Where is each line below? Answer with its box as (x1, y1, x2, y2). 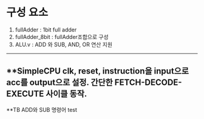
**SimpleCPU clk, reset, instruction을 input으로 (6, 66, 189, 76)
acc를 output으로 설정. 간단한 (6, 77, 114, 88)
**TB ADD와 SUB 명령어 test (6, 106, 78, 113)
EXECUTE (6, 89, 44, 99)
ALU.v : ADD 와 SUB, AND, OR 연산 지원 (15, 41, 113, 48)
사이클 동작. (45, 89, 87, 99)
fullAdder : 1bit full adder (15, 25, 77, 33)
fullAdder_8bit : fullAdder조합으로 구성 (15, 33, 109, 40)
